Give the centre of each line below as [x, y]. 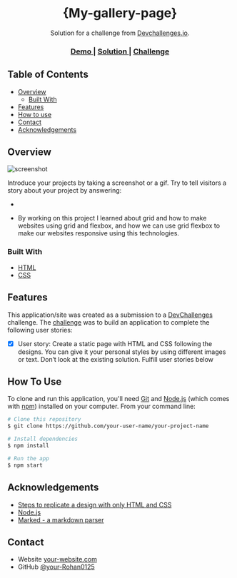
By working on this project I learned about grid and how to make [112, 218]
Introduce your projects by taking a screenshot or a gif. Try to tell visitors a [117, 183]
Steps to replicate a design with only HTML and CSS [95, 505]
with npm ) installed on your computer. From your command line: [102, 406]
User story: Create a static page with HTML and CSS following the [115, 343]
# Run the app [29, 458]
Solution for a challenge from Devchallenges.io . [120, 33]
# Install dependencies [43, 439]
